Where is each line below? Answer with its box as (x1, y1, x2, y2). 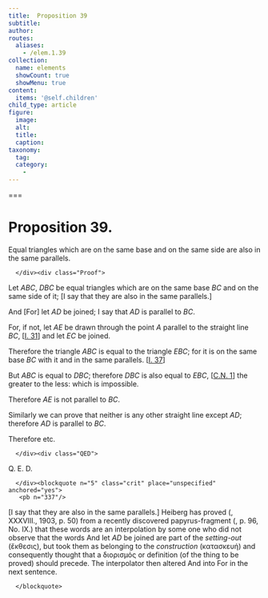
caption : (15, 138, 45, 147)
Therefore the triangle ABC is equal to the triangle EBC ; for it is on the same (8, 346, 258, 356)
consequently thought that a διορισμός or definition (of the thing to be (8, 550, 239, 560)
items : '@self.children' (15, 94, 98, 102)
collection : (8, 57, 48, 65)
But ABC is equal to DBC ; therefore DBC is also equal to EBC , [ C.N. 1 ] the (8, 370, 248, 380)
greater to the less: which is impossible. (8, 378, 139, 389)
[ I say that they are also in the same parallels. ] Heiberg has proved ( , (8, 507, 234, 517)
